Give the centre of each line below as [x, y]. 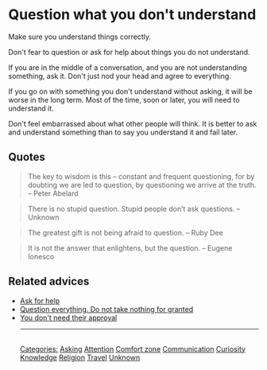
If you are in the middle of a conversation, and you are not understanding [128, 67]
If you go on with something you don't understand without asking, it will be [130, 91]
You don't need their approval [68, 317]
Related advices [49, 281]
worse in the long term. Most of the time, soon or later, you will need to [124, 99]
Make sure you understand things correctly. [80, 37]
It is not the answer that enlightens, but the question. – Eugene [130, 247]
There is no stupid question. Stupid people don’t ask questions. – [134, 208]
